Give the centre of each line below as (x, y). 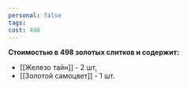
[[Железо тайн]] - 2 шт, (58, 68)
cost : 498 (24, 30)
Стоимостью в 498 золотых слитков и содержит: (94, 53)
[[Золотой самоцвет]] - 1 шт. (67, 76)
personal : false (35, 15)
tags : (17, 23)
